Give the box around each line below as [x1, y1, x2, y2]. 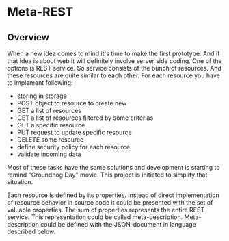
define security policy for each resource [16, 143, 131, 151]
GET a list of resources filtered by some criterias [16, 114, 154, 122]
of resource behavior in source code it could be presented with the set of [7, 199, 213, 206]
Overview [7, 31, 50, 43]
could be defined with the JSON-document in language [40, 220, 196, 228]
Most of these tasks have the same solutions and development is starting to [7, 164, 220, 171]
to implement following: [7, 79, 73, 86]
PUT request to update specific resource [16, 128, 132, 136]
